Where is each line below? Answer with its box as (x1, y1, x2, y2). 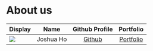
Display (9, 25, 31, 33)
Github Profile (72, 25, 113, 33)
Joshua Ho (36, 35, 67, 43)
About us (6, 4, 52, 17)
